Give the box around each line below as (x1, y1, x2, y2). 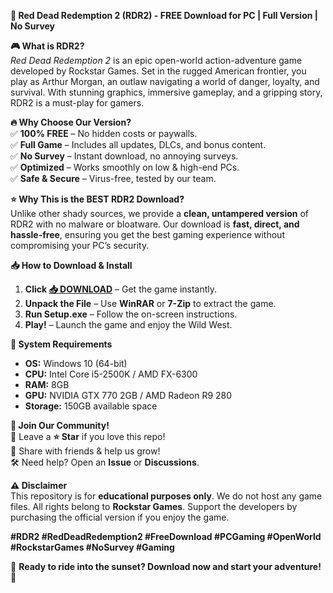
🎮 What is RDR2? (10, 40, 85, 52)
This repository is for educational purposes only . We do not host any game (10, 490, 323, 502)
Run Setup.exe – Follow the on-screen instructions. (24, 308, 238, 320)
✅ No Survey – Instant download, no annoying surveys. (10, 150, 239, 162)
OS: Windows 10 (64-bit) (24, 358, 128, 369)
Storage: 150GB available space (24, 400, 158, 412)
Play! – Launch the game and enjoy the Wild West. (24, 319, 233, 330)
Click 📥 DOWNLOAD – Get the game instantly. (24, 283, 218, 295)
